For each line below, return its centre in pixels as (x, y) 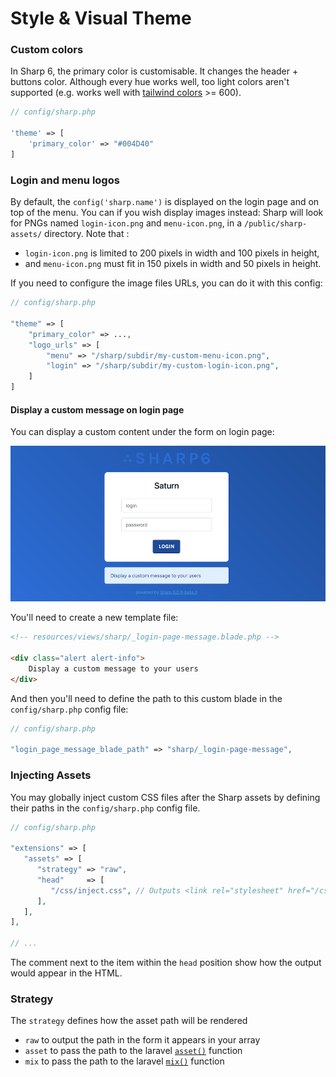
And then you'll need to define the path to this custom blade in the (146, 698)
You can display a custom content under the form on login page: (142, 432)
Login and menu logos (65, 180)
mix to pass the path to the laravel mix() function (124, 1061)
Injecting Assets (51, 775)
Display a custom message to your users (113, 668)
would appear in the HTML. (66, 973)
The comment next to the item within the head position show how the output (166, 962)
